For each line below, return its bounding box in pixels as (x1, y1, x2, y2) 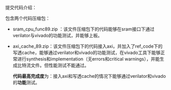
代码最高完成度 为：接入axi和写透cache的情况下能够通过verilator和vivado (12, 73, 166, 79)
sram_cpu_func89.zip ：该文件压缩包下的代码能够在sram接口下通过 (12, 26, 155, 32)
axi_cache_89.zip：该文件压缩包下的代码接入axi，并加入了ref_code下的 (12, 43, 163, 49)
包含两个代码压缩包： (5, 15, 50, 21)
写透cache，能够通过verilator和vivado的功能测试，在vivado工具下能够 (12, 50, 161, 55)
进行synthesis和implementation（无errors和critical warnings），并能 (17, 56, 160, 62)
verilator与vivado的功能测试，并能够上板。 (12, 33, 103, 38)
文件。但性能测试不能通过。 (30, 63, 89, 68)
